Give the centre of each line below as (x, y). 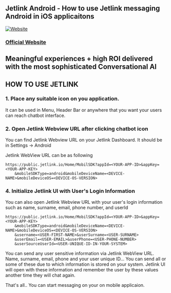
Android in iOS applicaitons (50, 17)
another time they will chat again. (40, 275)
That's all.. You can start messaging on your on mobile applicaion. (75, 285)
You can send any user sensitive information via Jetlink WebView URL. (80, 253)
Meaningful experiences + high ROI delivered (79, 59)
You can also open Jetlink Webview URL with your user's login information (84, 202)
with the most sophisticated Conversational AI (81, 67)
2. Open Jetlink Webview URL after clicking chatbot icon (77, 129)
